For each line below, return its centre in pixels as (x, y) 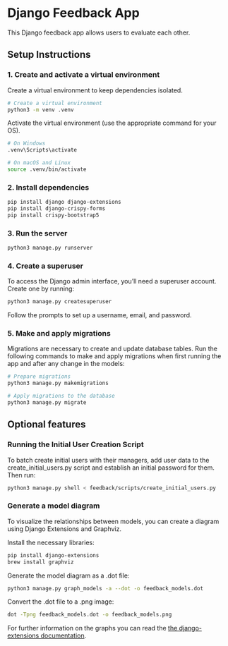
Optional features (47, 425)
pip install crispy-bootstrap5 (53, 215)
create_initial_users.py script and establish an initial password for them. (111, 468)
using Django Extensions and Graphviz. (65, 529)
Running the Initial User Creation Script (76, 444)
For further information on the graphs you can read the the (92, 628)
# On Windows (26, 144)
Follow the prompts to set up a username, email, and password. (100, 315)
